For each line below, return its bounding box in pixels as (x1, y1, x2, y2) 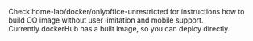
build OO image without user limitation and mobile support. (8, 15, 204, 25)
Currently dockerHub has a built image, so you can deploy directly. (8, 24, 230, 33)
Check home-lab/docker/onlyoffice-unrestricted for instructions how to (8, 7, 245, 16)
